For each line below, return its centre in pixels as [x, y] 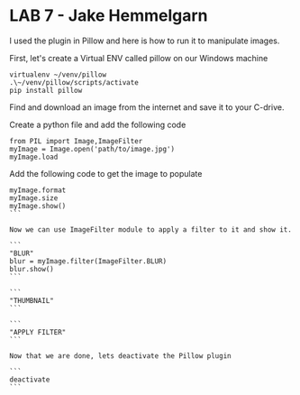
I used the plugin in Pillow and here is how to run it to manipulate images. [145, 41]
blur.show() [32, 269]
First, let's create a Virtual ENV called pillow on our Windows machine [139, 58]
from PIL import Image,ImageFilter [76, 141]
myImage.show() [38, 206]
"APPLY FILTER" [38, 332]
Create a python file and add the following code [98, 124]
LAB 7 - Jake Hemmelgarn [109, 16]
